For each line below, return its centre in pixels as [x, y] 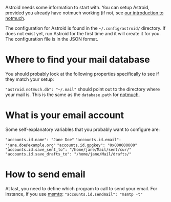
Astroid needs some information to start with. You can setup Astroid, [78, 7]
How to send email [45, 175]
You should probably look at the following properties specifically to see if [82, 74]
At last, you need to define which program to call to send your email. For [81, 188]
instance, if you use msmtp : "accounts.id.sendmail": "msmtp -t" [74, 194]
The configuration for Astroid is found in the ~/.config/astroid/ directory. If [85, 28]
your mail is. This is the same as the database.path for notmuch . [73, 95]
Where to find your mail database [78, 60]
